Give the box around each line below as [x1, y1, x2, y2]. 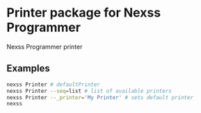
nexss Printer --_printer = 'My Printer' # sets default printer [6, 94, 194, 101]
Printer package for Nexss [6, 5, 161, 21]
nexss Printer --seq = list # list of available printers [6, 87, 172, 94]
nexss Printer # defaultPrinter [6, 81, 100, 88]
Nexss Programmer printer [6, 42, 83, 51]
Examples [6, 62, 50, 74]
